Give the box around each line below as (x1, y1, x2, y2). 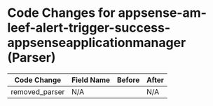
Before (116, 75, 140, 85)
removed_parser (11, 86, 65, 96)
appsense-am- (118, 5, 207, 21)
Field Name (71, 75, 111, 85)
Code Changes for (7, 5, 116, 21)
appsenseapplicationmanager (7, 35, 186, 51)
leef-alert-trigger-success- (7, 20, 171, 36)
